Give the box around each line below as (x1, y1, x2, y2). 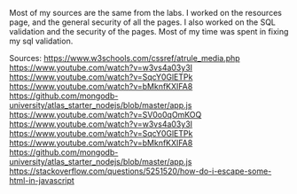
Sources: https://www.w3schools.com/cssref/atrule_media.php (9, 53, 241, 63)
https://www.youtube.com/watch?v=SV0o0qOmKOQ (9, 110, 202, 120)
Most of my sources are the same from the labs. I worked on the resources (9, 8, 282, 18)
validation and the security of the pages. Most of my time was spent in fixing (9, 27, 289, 36)
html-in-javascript (9, 175, 75, 185)
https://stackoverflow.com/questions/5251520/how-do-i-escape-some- (9, 166, 272, 176)
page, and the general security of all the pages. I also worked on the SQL (9, 17, 277, 27)
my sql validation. (9, 35, 74, 46)
